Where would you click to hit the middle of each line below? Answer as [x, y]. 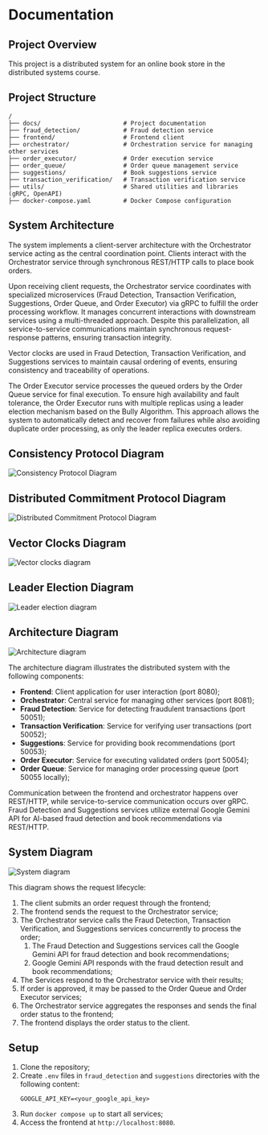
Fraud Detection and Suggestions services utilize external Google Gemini [129, 810]
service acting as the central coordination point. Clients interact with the [128, 253]
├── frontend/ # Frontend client [96, 137]
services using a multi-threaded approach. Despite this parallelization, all [129, 320]
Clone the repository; [55, 1067]
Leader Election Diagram [71, 588]
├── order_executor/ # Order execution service [111, 159]
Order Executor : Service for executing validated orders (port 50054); [134, 760]
